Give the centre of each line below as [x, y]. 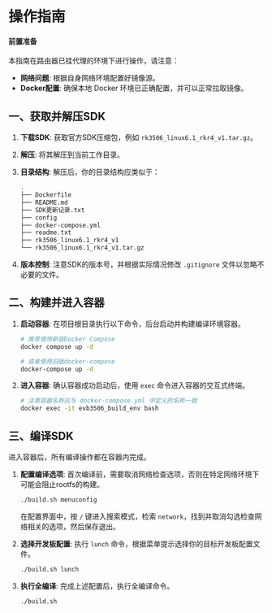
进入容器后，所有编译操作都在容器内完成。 [80, 457]
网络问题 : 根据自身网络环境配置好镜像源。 [90, 78]
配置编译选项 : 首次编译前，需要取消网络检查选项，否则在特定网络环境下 [140, 474]
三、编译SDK [41, 436]
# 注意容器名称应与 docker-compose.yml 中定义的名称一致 [108, 401]
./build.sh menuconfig [58, 500]
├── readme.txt [46, 233]
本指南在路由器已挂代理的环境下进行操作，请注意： [94, 61]
